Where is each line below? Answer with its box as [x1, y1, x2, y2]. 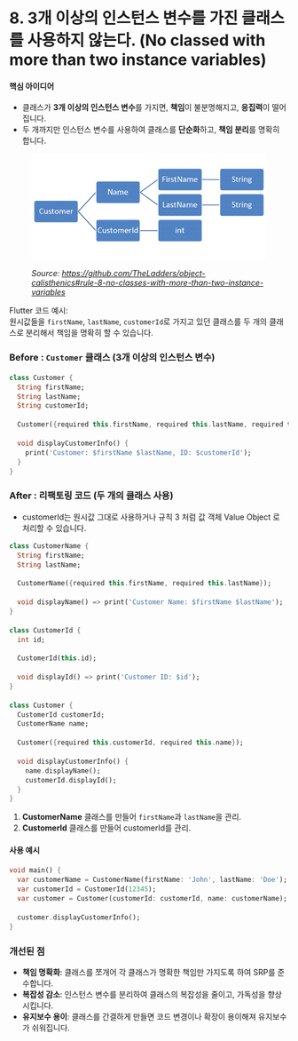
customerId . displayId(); [25, 775, 117, 784]
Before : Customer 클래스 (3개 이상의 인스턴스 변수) [9, 352, 216, 364]
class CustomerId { [9, 625, 82, 635]
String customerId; [17, 401, 90, 410]
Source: [31, 267, 60, 278]
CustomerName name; [17, 719, 90, 728]
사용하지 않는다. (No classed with [27, 30, 266, 51]
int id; [17, 635, 46, 644]
